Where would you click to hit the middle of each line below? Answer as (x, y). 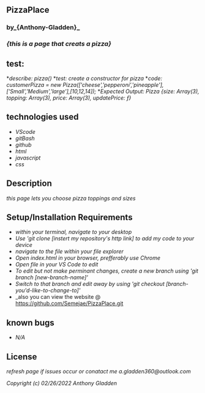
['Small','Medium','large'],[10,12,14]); (51, 92)
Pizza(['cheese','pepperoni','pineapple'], (113, 85)
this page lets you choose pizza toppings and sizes (71, 198)
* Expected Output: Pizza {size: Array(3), (149, 92)
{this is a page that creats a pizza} (59, 44)
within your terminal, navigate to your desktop (73, 232)
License (22, 357)
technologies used (43, 117)
